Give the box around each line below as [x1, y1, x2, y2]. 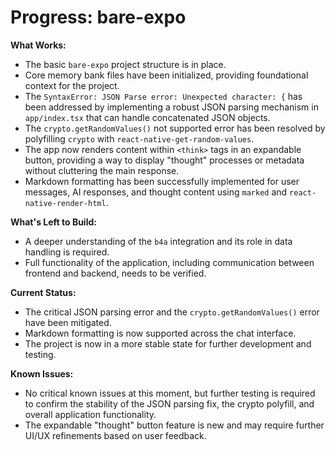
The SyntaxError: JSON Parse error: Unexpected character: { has [24, 90, 303, 102]
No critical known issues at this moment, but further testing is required [24, 387, 316, 399]
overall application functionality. [24, 408, 157, 420]
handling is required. [24, 246, 110, 258]
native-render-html [24, 198, 107, 208]
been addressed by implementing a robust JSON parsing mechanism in [24, 101, 319, 113]
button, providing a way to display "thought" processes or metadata [24, 154, 305, 166]
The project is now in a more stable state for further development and [24, 337, 312, 350]
